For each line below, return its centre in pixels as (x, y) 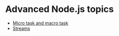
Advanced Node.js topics (59, 9)
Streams (21, 28)
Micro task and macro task (40, 23)
